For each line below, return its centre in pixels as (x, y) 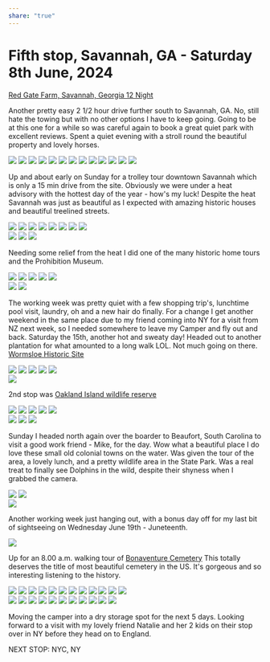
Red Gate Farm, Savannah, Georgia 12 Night (81, 95)
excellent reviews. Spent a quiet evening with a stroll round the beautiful (128, 136)
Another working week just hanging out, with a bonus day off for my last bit (133, 518)
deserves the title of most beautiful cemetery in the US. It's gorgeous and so (135, 566)
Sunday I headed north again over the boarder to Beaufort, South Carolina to (135, 435)
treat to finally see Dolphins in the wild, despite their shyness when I (121, 470)
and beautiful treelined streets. (59, 210)
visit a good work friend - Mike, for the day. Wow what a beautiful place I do (134, 444)
